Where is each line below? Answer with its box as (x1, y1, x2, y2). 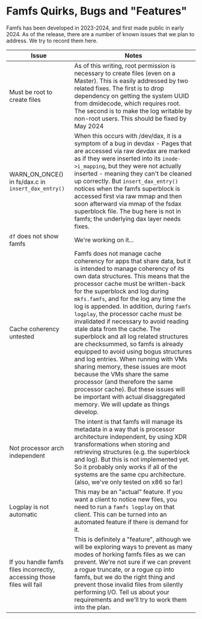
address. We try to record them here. (6, 37, 98, 44)
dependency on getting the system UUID (74, 92, 189, 100)
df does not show (9, 232, 59, 240)
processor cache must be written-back (74, 279, 186, 288)
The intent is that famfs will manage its (74, 417, 183, 426)
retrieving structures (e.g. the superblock (74, 448, 191, 456)
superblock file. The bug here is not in (74, 207, 182, 215)
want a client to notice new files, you (74, 495, 177, 503)
